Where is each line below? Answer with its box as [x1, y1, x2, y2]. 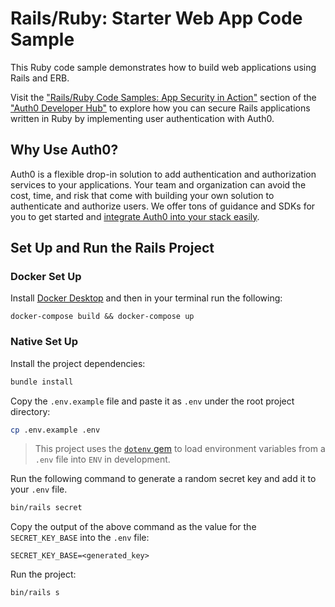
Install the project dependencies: [10, 357, 146, 369]
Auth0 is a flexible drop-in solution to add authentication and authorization [10, 168, 317, 180]
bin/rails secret [10, 503, 83, 513]
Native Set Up [10, 335, 79, 349]
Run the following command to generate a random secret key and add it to [10, 473, 317, 485]
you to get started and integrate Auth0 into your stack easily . [10, 210, 260, 222]
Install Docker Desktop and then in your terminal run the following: [10, 292, 283, 304]
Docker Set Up [10, 270, 82, 284]
